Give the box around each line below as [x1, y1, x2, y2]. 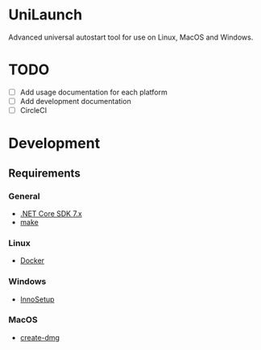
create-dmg [19, 332, 60, 342]
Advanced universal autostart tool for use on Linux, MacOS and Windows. [8, 32, 254, 42]
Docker [19, 256, 45, 265]
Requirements [8, 166, 81, 180]
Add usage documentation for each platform [19, 87, 168, 97]
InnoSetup [19, 294, 55, 304]
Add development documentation [19, 96, 131, 106]
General [8, 190, 40, 202]
